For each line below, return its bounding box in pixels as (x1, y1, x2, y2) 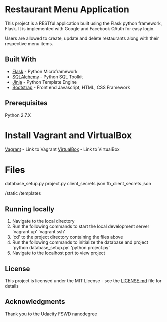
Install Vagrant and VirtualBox (5, 129, 132, 141)
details (5, 283, 19, 289)
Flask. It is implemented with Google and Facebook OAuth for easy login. (5, 25, 155, 31)
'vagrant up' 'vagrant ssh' (12, 229, 66, 235)
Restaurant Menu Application (5, 4, 130, 15)
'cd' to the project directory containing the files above (12, 234, 123, 240)
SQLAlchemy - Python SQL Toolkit (12, 74, 83, 80)
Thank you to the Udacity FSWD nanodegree (5, 311, 97, 317)
